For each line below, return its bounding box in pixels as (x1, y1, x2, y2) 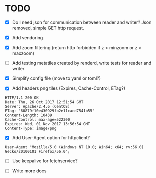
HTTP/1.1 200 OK (5, 95, 39, 100)
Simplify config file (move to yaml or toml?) (12, 75, 101, 81)
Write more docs (12, 168, 47, 174)
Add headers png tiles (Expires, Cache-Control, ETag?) (12, 85, 126, 91)
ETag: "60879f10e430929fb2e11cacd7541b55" (5, 108, 95, 114)
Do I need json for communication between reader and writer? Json (12, 19, 152, 25)
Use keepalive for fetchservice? (12, 158, 78, 164)
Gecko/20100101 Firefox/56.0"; (5, 149, 70, 154)
